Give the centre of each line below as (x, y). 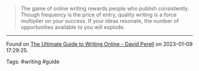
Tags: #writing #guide (33, 62)
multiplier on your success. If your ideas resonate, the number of (100, 21)
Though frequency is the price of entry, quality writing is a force (99, 15)
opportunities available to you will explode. (73, 27)
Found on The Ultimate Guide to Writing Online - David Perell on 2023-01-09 (99, 44)
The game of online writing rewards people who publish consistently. (105, 9)
